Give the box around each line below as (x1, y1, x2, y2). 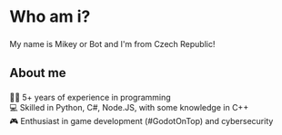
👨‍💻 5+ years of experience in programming (9, 92, 171, 103)
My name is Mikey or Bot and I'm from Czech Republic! (9, 39, 216, 50)
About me (9, 65, 66, 81)
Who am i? (9, 6, 91, 27)
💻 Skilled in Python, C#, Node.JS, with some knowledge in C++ (9, 102, 249, 113)
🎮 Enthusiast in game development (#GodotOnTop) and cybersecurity (9, 116, 274, 127)
